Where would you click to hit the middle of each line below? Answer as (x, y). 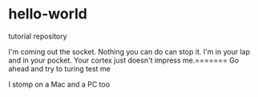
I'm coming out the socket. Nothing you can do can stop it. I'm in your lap (129, 51)
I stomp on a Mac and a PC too (59, 84)
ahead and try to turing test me (59, 68)
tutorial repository (38, 36)
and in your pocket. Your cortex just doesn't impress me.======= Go (124, 60)
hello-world (48, 14)
